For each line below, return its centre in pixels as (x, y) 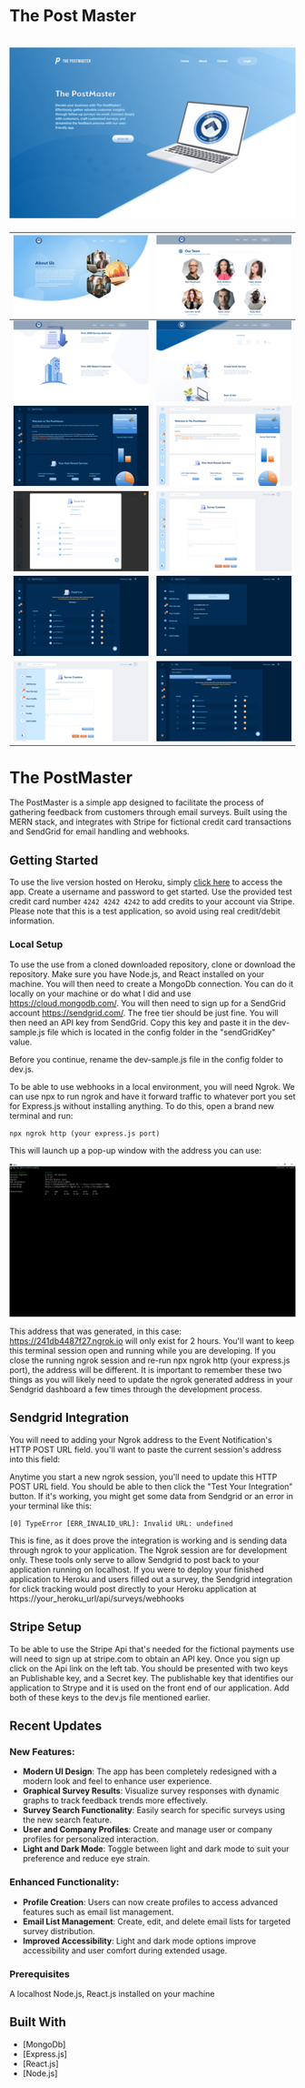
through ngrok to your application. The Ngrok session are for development (148, 1550)
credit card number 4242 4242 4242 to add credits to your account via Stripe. (152, 902)
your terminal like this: (51, 1506)
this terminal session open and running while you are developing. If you (143, 1351)
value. (21, 1042)
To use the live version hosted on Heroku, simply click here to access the (146, 883)
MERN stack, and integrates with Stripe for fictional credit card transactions (151, 822)
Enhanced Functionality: (64, 1882)
